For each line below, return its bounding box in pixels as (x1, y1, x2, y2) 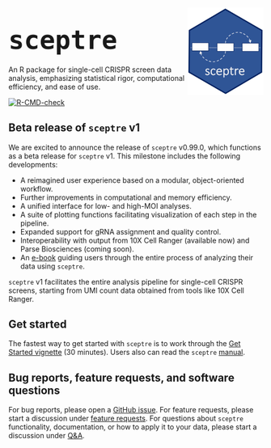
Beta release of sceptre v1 (8, 121, 140, 135)
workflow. (19, 184, 53, 193)
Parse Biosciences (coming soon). (19, 243, 135, 254)
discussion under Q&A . (8, 431, 85, 441)
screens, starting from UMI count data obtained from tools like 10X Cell (8, 285, 244, 295)
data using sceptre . (19, 261, 85, 271)
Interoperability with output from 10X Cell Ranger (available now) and (19, 235, 250, 245)
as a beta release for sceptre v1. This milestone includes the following (8, 150, 241, 161)
